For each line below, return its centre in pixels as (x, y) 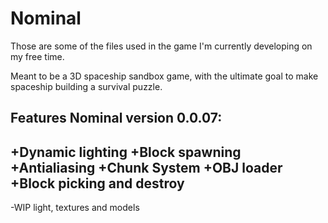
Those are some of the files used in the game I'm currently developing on (161, 46)
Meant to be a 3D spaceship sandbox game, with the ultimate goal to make (164, 76)
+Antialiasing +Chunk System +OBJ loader (146, 167)
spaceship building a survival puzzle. (86, 86)
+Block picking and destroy (97, 183)
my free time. (37, 56)
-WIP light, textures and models (75, 208)
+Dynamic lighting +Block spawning (126, 152)
